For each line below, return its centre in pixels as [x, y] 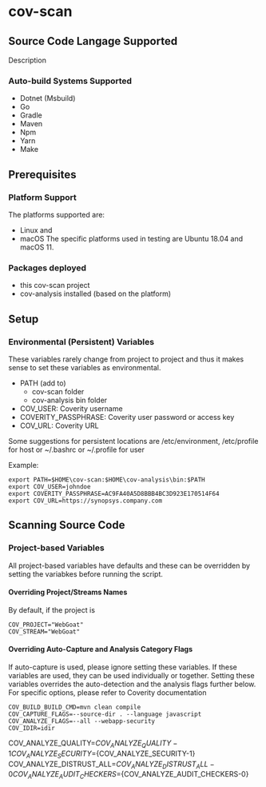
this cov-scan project [55, 286]
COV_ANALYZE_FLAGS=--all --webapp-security [82, 721]
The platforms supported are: [57, 214]
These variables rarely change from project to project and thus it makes [126, 359]
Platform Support [43, 197]
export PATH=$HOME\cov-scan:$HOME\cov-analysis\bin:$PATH [107, 479]
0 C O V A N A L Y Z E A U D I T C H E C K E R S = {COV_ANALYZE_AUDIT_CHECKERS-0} [129, 775]
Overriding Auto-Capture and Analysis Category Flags [101, 649]
